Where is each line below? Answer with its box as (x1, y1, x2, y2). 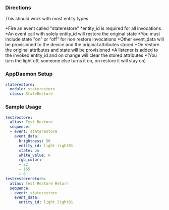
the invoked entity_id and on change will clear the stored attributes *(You (5, 52, 157, 58)
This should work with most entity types (5, 16, 89, 22)
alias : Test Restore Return (10, 181, 69, 186)
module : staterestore (10, 87, 55, 92)
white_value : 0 (18, 153, 51, 158)
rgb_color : (18, 157, 42, 162)
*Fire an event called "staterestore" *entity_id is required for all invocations (5, 25, 161, 31)
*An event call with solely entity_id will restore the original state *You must (5, 31, 160, 37)
